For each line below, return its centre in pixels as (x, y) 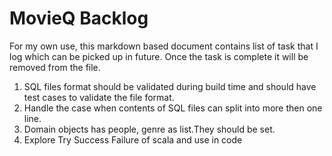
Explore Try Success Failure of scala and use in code (133, 139)
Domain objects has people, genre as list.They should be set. (149, 129)
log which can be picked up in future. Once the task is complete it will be (159, 56)
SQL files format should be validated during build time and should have (170, 86)
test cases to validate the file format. (99, 97)
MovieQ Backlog (79, 18)
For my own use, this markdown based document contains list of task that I (164, 46)
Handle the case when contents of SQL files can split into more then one (173, 108)
